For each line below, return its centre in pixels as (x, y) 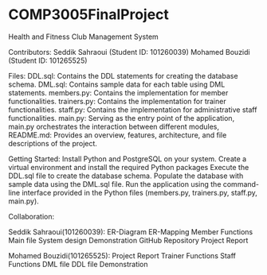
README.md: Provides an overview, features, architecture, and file (118, 135)
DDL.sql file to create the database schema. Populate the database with (126, 176)
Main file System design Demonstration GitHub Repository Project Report (128, 240)
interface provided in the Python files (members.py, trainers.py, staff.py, (139, 192)
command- (241, 184)
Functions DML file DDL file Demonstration (79, 264)
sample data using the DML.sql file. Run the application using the (115, 184)
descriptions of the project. (53, 143)
